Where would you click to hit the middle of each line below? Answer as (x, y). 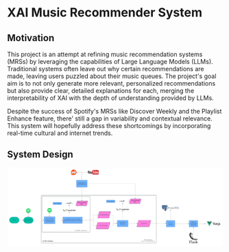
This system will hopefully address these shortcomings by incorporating (109, 126)
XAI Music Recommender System (105, 13)
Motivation (31, 38)
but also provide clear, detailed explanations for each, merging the (101, 91)
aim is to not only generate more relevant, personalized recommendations (111, 83)
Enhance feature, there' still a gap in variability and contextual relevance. (110, 118)
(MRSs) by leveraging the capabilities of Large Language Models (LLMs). (110, 62)
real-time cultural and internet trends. (60, 133)
